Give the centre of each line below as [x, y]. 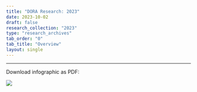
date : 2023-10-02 [27, 17]
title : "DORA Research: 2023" [43, 11]
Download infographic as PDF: [43, 71]
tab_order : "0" [25, 39]
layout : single [25, 50]
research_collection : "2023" [42, 28]
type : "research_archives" [39, 33]
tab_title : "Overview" [34, 45]
